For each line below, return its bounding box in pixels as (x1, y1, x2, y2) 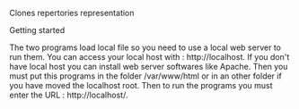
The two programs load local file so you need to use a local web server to (9, 42, 281, 53)
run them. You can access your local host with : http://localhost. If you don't (9, 52, 290, 62)
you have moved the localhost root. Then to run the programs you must (9, 80, 273, 90)
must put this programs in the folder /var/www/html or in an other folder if (9, 71, 283, 81)
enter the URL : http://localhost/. (9, 89, 128, 100)
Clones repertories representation (9, 8, 135, 18)
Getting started (9, 25, 66, 35)
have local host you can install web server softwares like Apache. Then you (9, 62, 288, 71)
